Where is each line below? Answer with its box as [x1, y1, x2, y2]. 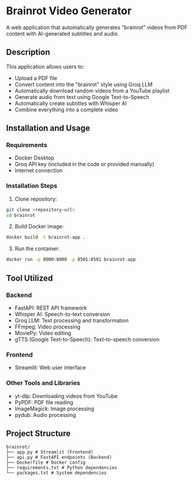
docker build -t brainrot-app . [6, 234, 86, 241]
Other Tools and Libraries [6, 379, 81, 387]
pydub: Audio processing [14, 411, 76, 419]
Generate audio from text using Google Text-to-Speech [14, 93, 149, 100]
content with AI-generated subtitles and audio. [6, 30, 119, 37]
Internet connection [14, 167, 63, 174]
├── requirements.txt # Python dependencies [6, 465, 117, 471]
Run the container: [14, 245, 60, 253]
